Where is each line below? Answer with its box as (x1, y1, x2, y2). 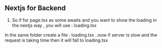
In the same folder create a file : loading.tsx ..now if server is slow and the (5, 32, 157, 38)
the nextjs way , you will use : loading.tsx (12, 22, 97, 28)
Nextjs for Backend (5, 4, 66, 12)
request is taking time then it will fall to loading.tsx (5, 37, 108, 43)
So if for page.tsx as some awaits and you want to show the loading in (12, 17, 157, 23)
